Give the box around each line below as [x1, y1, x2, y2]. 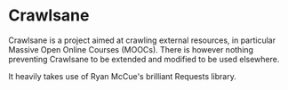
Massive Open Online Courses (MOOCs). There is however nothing [8, 44, 254, 54]
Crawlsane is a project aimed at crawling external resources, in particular [8, 35, 276, 45]
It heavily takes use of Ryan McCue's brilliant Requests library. [8, 70, 236, 81]
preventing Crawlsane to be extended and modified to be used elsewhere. [8, 53, 280, 64]
